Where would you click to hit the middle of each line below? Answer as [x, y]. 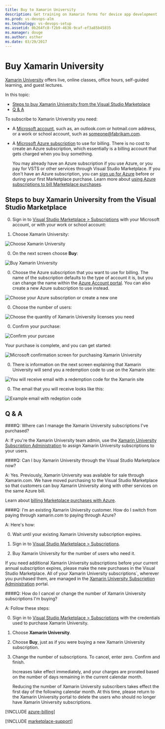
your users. [16, 451]
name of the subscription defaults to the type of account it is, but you [82, 278]
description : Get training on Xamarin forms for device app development [81, 14]
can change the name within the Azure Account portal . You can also [81, 283]
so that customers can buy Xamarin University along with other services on [81, 486]
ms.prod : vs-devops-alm [30, 19]
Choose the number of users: [42, 307]
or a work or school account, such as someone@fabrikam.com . [77, 134]
